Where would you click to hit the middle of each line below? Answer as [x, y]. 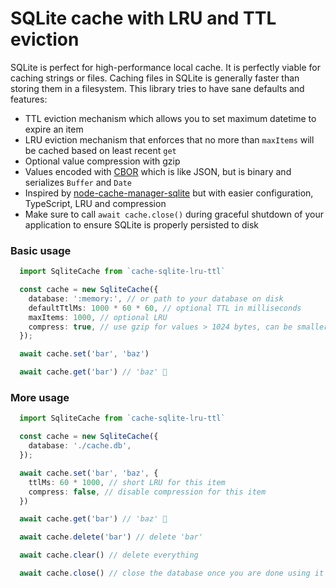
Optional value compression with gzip [102, 161]
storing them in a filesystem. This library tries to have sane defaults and [157, 88]
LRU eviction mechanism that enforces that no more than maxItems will [169, 139]
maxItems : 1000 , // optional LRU [98, 317]
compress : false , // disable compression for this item [147, 492]
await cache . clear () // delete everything [109, 555]
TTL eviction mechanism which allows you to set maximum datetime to [170, 118]
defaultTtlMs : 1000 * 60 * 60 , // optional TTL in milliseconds [165, 308]
